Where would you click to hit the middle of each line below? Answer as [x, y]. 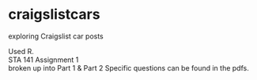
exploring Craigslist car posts [56, 36]
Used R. [21, 51]
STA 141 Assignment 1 [43, 60]
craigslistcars [54, 15]
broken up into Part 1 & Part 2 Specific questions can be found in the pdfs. [128, 67]
